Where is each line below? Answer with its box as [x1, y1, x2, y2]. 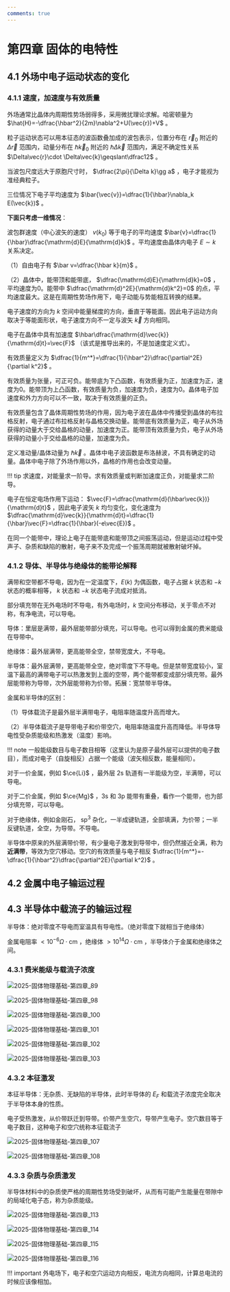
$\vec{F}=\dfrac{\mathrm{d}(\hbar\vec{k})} [86, 495, 210, 503]
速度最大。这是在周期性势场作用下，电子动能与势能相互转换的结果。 [12, 293, 205, 301]
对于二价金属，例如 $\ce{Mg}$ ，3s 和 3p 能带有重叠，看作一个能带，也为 [7, 792, 217, 800]
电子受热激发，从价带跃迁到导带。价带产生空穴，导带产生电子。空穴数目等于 [7, 1115, 223, 1123]
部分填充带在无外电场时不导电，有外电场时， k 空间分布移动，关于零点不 [7, 601, 210, 610]
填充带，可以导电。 [12, 801, 67, 809]
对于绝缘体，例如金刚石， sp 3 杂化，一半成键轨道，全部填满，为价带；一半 [7, 815, 219, 823]
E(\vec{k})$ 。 [7, 199, 48, 208]
